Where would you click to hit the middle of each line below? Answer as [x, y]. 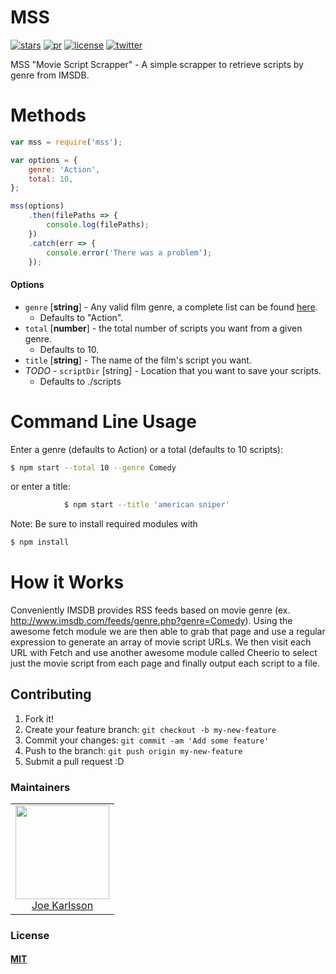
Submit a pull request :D [74, 761]
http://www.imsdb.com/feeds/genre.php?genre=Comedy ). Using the [151, 621]
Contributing [51, 694]
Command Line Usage [103, 421]
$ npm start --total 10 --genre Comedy [93, 467]
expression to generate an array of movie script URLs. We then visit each [161, 642]
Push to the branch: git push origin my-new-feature [133, 750]
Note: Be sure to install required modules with [104, 524]
